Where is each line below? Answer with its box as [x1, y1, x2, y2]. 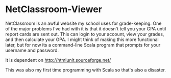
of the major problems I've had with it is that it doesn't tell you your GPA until [5, 25, 166, 31]
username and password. [5, 47, 59, 53]
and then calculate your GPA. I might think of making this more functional [5, 36, 159, 43]
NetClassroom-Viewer [5, 4, 102, 15]
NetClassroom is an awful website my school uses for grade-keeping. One [5, 20, 162, 26]
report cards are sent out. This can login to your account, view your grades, [5, 31, 164, 37]
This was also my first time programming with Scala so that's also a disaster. [5, 67, 166, 73]
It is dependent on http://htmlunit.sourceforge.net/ [5, 57, 111, 63]
